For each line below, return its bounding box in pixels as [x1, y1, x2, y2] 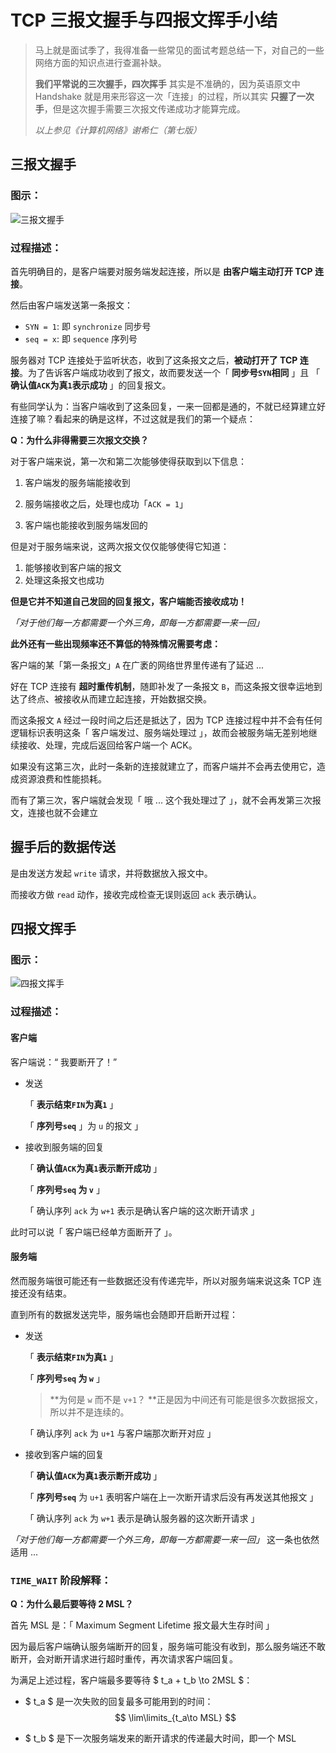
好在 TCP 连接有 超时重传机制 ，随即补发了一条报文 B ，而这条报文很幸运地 [10, 680, 314, 692]
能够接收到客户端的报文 [24, 561, 122, 573]
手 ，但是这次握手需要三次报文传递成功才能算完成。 [34, 102, 246, 115]
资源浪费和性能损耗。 [18, 772, 107, 785]
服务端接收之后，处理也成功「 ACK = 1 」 [24, 497, 188, 510]
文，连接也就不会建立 [10, 806, 98, 818]
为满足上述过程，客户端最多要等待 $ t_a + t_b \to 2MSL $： [10, 1674, 253, 1686]
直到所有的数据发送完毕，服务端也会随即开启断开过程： [10, 1308, 238, 1320]
